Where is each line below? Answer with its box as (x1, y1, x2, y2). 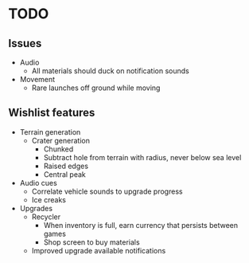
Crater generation (31, 135, 90, 145)
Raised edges (43, 161, 89, 171)
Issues (8, 37, 42, 50)
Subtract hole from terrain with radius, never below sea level (43, 152, 242, 162)
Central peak (43, 169, 86, 179)
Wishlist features (8, 106, 95, 120)
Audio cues (19, 178, 57, 187)
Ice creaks (31, 194, 66, 204)
